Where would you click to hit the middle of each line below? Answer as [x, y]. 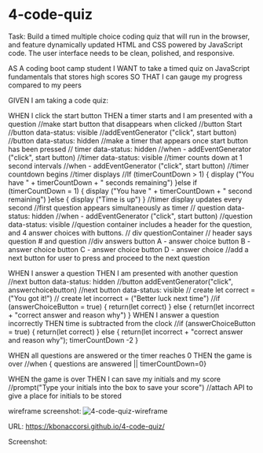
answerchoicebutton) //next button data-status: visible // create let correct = [132, 290]
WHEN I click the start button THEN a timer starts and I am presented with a [131, 115]
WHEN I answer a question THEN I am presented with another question [123, 273]
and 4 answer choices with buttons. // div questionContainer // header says [130, 232]
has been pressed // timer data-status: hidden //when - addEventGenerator [130, 149]
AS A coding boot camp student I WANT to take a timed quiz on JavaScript [129, 68]
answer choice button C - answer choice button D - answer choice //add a [128, 249]
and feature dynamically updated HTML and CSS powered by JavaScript [126, 44]
